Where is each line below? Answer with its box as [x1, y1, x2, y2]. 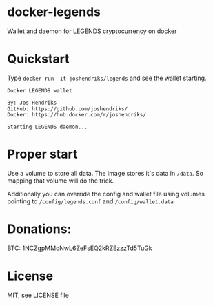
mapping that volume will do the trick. [7, 176, 114, 185]
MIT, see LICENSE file [7, 291, 69, 299]
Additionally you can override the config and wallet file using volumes [7, 190, 205, 198]
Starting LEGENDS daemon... [7, 123, 88, 130]
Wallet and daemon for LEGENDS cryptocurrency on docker [7, 27, 177, 35]
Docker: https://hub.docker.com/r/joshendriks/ [7, 111, 147, 118]
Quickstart [7, 51, 70, 67]
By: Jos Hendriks [7, 99, 57, 106]
